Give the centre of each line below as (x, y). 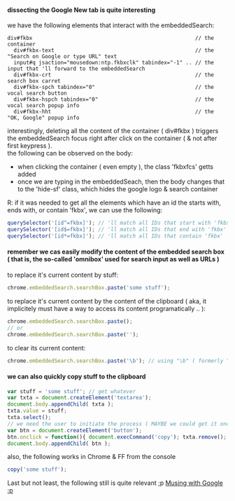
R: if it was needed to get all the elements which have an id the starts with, (114, 203)
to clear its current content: (47, 348)
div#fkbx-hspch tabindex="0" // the (114, 99)
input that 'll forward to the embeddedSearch (76, 69)
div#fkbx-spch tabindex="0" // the (114, 88)
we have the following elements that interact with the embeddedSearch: (111, 25)
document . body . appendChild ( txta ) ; (60, 404)
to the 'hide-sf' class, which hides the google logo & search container (117, 189)
